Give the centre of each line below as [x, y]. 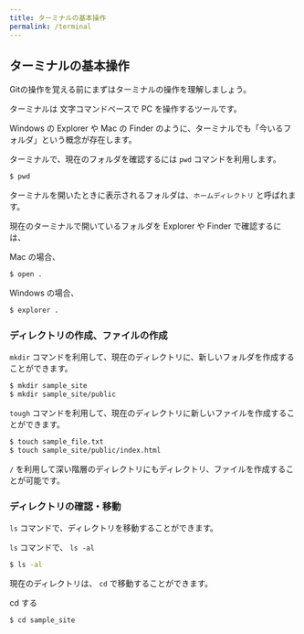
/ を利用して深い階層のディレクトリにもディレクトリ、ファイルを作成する [147, 468]
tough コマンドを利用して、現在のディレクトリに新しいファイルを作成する [148, 413]
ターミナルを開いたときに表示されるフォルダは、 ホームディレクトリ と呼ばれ [149, 195]
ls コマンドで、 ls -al [52, 548]
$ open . [26, 274]
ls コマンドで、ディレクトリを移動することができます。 [114, 528]
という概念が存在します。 [89, 140]
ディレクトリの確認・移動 [65, 506]
